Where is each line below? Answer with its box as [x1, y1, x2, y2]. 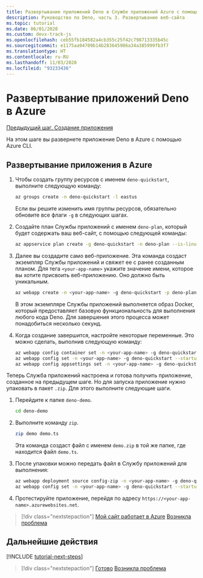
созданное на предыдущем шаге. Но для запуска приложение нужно [6, 378, 186, 386]
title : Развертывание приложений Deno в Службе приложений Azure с [6, 8, 180, 15]
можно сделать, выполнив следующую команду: [14, 338, 142, 345]
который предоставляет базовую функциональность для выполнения [14, 307, 195, 314]
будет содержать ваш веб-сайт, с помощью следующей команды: [14, 229, 187, 237]
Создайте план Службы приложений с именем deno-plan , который [14, 223, 187, 230]
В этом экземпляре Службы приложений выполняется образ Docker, [14, 300, 195, 307]
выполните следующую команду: [14, 182, 101, 189]
